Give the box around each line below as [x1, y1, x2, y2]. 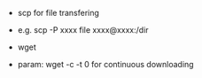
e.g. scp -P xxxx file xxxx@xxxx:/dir [17, 25, 149, 35]
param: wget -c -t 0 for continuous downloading [17, 59, 194, 69]
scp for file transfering [17, 8, 100, 18]
